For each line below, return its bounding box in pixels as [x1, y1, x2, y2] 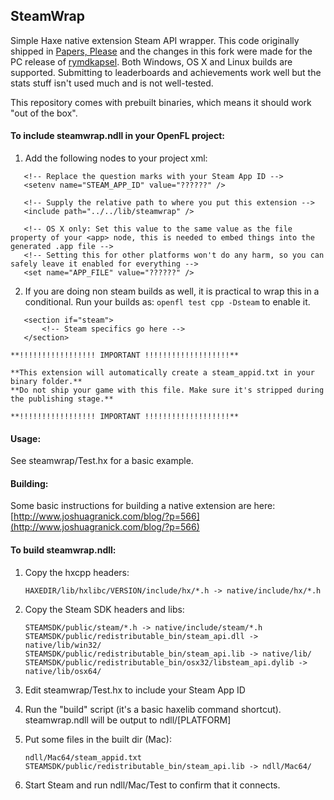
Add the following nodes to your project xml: [24, 152, 208, 164]
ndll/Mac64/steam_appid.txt [24, 752, 142, 763]
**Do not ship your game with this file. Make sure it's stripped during [10, 385, 325, 396]
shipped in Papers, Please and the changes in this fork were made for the [10, 45, 313, 57]
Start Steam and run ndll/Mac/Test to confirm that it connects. [24, 779, 281, 791]
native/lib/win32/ [24, 640, 102, 650]
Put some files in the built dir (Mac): [24, 733, 172, 745]
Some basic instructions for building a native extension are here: [10, 500, 276, 512]
